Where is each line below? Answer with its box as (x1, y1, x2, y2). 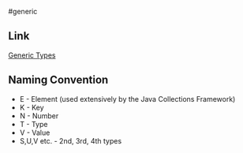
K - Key (19, 103, 45, 112)
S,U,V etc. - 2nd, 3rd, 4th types (19, 136, 122, 145)
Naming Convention (8, 73, 109, 87)
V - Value (19, 128, 50, 137)
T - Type (19, 119, 48, 129)
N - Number (19, 110, 59, 121)
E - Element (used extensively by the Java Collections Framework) (19, 94, 236, 103)
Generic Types (8, 50, 56, 60)
